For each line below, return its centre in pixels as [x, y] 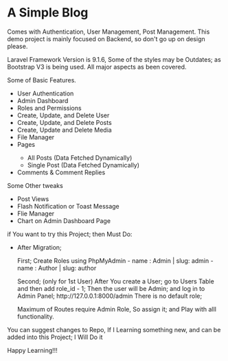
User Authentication [45, 93]
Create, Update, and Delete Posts [64, 122]
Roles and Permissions [49, 108]
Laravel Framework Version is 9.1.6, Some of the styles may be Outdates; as [114, 59]
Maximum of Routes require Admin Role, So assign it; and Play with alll [116, 309]
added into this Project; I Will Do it [55, 337]
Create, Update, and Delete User [63, 115]
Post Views [33, 199]
